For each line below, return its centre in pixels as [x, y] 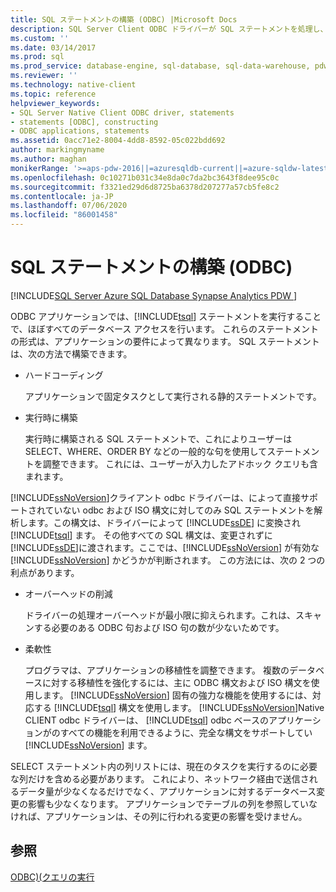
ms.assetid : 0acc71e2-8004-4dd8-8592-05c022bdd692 [118, 141]
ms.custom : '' [40, 38]
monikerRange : [40, 168]
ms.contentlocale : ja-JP [62, 196]
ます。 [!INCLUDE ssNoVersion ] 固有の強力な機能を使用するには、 [177, 695]
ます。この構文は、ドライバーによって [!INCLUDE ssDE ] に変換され [164, 522]
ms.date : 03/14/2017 [53, 47]
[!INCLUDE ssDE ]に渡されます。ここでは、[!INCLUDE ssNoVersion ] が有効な [165, 547]
